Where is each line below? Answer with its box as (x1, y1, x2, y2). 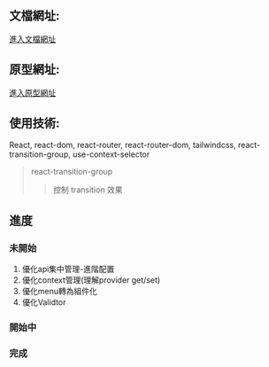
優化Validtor (21, 297, 66, 308)
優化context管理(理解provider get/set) (21, 275, 161, 285)
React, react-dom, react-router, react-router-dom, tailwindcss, (9, 140, 236, 151)
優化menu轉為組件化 (21, 286, 97, 297)
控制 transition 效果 (52, 184, 123, 195)
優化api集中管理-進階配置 (21, 264, 115, 275)
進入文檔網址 (9, 34, 56, 44)
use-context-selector (72, 149, 150, 160)
